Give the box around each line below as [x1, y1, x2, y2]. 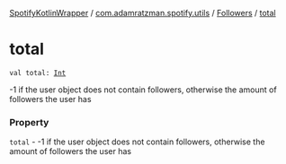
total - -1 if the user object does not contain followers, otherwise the [9, 136, 265, 147]
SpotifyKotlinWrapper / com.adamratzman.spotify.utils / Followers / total [9, 8, 276, 18]
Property [9, 116, 49, 128]
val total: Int [9, 68, 67, 77]
